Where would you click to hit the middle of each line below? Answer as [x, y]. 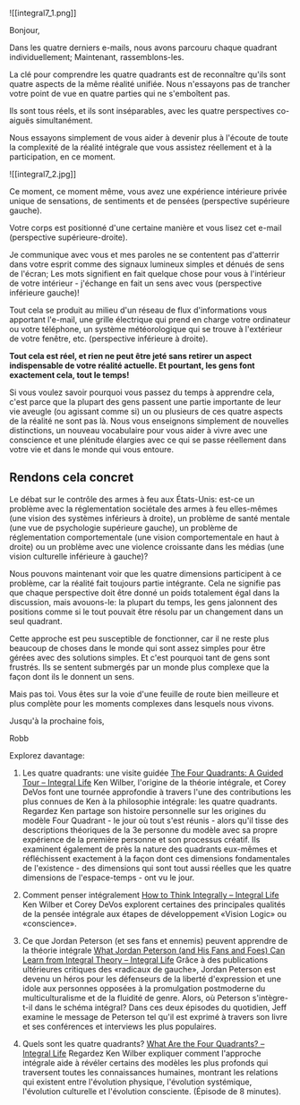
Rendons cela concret [72, 478]
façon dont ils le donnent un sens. [72, 676]
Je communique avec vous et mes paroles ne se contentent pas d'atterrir [145, 255]
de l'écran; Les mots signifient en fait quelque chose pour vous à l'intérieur [147, 274]
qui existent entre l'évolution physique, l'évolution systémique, [137, 1082]
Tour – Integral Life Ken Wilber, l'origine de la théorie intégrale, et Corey [154, 782]
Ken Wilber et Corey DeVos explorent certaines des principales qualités [154, 904]
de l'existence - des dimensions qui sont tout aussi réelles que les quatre [157, 868]
